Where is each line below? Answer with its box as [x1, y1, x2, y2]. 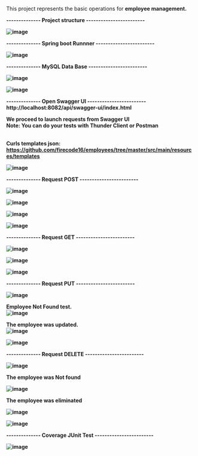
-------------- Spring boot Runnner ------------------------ [6, 40, 155, 47]
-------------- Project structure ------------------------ [6, 17, 145, 23]
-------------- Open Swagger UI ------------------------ [6, 98, 147, 105]
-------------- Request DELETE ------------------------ [6, 351, 144, 357]
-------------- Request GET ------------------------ [6, 234, 135, 241]
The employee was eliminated [6, 397, 83, 404]
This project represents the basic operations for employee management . [6, 5, 187, 12]
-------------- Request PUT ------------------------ [6, 280, 135, 287]
